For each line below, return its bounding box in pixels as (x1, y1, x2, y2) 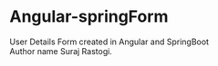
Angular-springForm (9, 6, 169, 27)
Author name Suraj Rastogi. (9, 45, 112, 56)
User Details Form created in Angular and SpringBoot (9, 36, 210, 47)
